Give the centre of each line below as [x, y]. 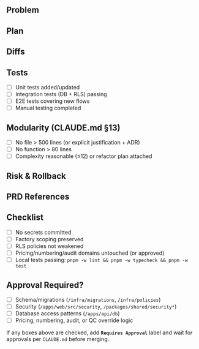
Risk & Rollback [36, 176]
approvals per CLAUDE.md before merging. [58, 339]
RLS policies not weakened [49, 246]
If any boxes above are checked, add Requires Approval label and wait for [99, 332]
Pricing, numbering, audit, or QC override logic [74, 320]
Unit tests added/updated [47, 87]
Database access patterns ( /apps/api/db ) [68, 313]
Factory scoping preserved [49, 239]
